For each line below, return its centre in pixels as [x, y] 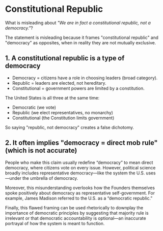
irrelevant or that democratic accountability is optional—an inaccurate [76, 218]
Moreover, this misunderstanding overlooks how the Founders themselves [80, 188]
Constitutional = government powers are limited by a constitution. [78, 88]
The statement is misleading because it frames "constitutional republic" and [82, 37]
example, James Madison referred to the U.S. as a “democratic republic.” [79, 198]
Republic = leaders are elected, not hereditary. [59, 83]
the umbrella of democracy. [50, 178]
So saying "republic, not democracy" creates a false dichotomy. [69, 127]
